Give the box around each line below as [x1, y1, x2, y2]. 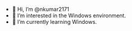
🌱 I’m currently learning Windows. [12, 18, 97, 25]
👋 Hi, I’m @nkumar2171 [12, 6, 70, 13]
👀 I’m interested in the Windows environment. [12, 12, 127, 19]
